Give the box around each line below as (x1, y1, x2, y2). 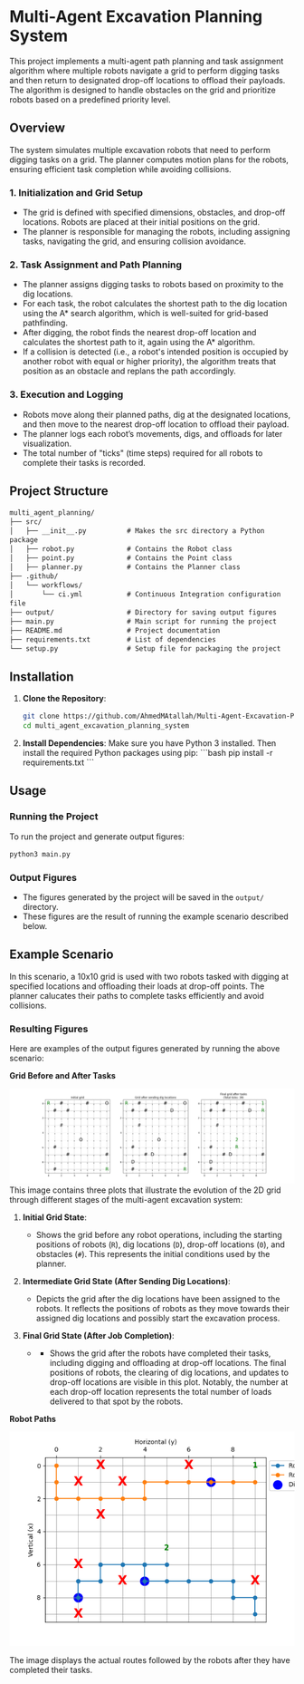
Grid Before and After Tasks (9, 1069, 116, 1080)
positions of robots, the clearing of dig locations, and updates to (49, 1367, 290, 1378)
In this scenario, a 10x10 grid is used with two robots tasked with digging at (9, 971, 290, 982)
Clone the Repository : (22, 693, 107, 704)
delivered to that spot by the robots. (49, 1396, 184, 1407)
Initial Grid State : (22, 1212, 88, 1223)
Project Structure (9, 483, 109, 499)
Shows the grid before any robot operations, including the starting (35, 1229, 282, 1240)
